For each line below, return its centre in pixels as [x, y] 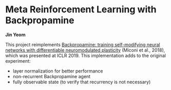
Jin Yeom [15, 34]
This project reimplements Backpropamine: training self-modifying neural [83, 44]
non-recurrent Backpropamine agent [52, 76]
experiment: [18, 61]
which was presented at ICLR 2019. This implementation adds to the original [85, 56]
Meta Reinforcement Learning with [81, 10]
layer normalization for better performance [58, 71]
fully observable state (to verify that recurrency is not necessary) [82, 82]
